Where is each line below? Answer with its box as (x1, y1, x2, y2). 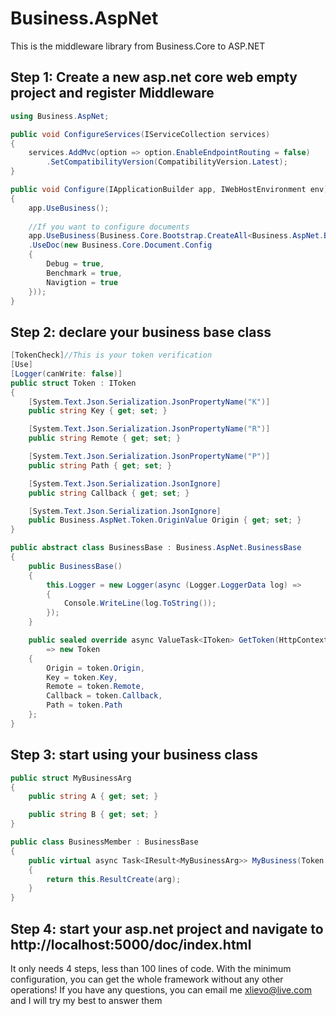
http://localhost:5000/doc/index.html (10, 936, 252, 953)
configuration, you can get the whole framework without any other (10, 973, 284, 985)
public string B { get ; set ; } (28, 810, 159, 820)
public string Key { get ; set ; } (28, 406, 168, 416)
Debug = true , (46, 259, 105, 269)
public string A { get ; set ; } (28, 792, 159, 802)
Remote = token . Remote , (46, 682, 145, 692)
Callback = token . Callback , (46, 691, 163, 701)
